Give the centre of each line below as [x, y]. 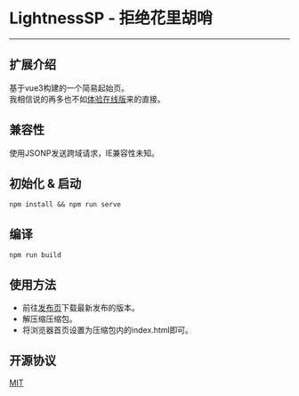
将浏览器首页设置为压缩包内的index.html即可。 [108, 330]
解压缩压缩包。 [49, 319]
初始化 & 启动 [45, 183]
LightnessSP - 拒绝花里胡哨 [111, 18]
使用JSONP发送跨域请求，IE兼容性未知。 [85, 153]
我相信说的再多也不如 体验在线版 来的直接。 [87, 99]
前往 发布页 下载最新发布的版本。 [81, 307]
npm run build [36, 255]
